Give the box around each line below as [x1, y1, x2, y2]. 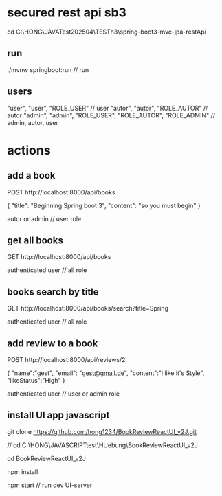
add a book [7, 170, 56, 181]
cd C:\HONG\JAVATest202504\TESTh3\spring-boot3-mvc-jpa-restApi [7, 27, 206, 36]
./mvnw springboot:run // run [7, 65, 89, 74]
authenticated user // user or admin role [7, 390, 120, 398]
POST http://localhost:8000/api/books [7, 188, 115, 196]
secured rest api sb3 [7, 5, 127, 21]
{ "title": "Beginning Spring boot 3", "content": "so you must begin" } [7, 201, 201, 210]
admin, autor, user [7, 118, 58, 126]
